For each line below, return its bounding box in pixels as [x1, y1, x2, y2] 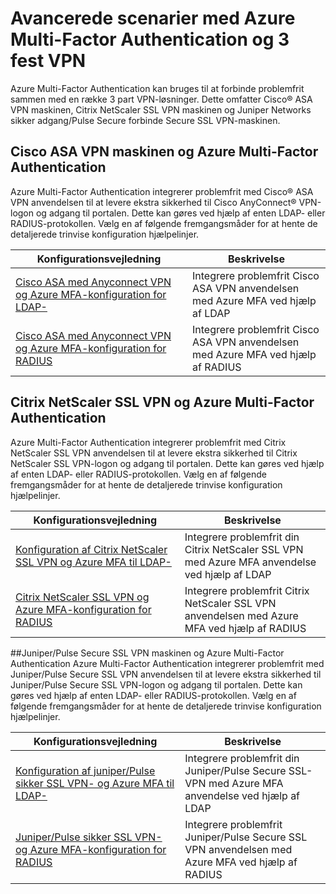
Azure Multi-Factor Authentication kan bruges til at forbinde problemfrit [10, 82, 305, 94]
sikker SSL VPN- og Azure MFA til [15, 776, 175, 790]
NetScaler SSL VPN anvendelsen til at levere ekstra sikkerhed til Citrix [10, 447, 298, 459]
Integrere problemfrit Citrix [184, 583, 310, 597]
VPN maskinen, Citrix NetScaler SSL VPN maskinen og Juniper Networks [10, 103, 312, 116]
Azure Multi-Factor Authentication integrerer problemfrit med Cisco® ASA [10, 185, 314, 197]
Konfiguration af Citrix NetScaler [15, 542, 168, 556]
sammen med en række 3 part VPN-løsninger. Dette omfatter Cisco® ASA [10, 93, 313, 105]
